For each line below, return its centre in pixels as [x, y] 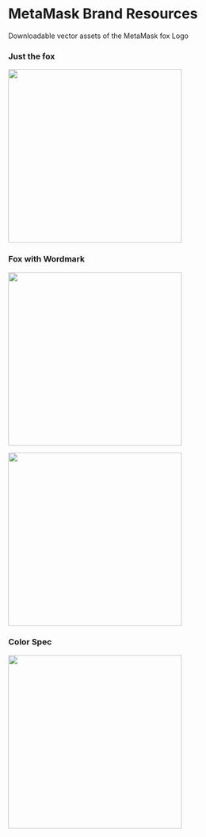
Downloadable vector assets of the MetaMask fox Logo [98, 36]
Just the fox [32, 56]
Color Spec [30, 642]
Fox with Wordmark [47, 259]
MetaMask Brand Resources [103, 14]
